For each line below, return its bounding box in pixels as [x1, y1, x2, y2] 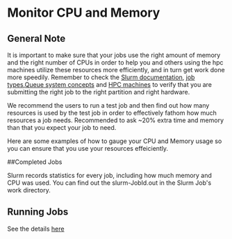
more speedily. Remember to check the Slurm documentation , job [7, 73, 195, 81]
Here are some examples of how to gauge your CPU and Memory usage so [7, 137, 222, 145]
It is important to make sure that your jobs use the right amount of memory [7, 51, 221, 59]
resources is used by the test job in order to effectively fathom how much [7, 109, 217, 117]
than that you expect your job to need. [7, 124, 117, 131]
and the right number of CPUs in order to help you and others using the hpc [7, 58, 224, 67]
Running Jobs [7, 206, 69, 218]
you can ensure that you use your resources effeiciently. [7, 145, 169, 152]
